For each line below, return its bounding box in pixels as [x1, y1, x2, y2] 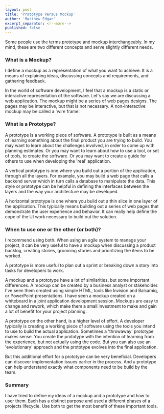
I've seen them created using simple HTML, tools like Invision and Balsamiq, [5, 288, 158, 294]
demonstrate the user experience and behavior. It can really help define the [5, 208, 157, 214]
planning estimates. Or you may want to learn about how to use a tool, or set [5, 148, 159, 153]
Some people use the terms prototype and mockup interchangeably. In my [5, 39, 155, 45]
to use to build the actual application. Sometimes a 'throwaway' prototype [5, 328, 154, 334]
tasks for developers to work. [5, 267, 65, 273]
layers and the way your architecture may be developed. [5, 188, 119, 194]
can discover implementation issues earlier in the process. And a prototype [5, 359, 157, 365]
